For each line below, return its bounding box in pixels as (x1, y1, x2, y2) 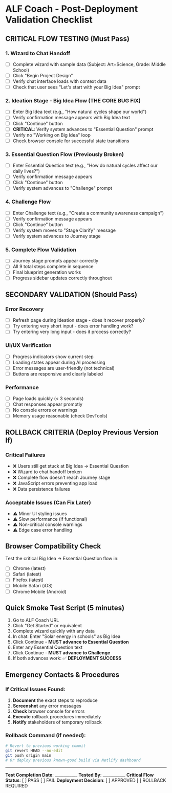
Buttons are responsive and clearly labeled (12, 370, 103, 377)
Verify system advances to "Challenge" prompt (12, 185, 113, 191)
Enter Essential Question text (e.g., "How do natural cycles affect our (12, 162, 158, 169)
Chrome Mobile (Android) (12, 588, 67, 594)
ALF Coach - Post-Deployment (5, 3, 138, 15)
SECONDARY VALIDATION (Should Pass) (5, 290, 137, 299)
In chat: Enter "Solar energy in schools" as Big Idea (12, 633, 121, 640)
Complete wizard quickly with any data (12, 628, 95, 634)
